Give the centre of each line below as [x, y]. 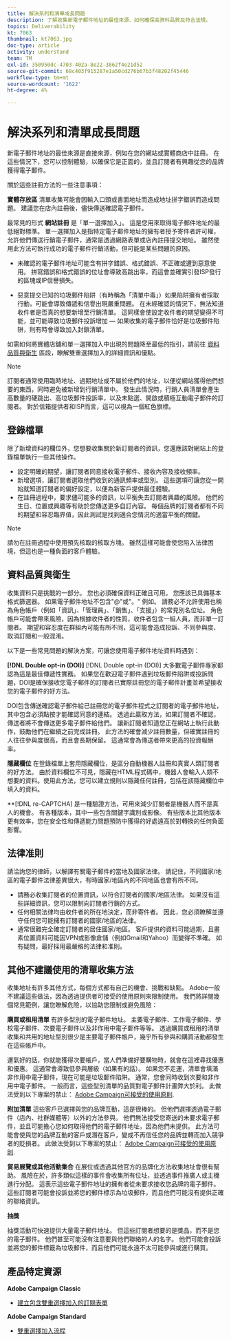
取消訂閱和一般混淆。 [37, 636]
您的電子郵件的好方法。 [40, 691]
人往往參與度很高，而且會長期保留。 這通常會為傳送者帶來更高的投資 [104, 740]
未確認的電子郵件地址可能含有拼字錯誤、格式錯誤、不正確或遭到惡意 [113, 263]
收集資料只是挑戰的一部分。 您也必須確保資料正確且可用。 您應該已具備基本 [114, 592]
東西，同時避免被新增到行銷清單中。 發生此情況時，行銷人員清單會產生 [119, 389]
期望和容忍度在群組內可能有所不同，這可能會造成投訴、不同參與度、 [123, 627]
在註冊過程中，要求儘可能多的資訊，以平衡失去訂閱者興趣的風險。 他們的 [120, 497]
